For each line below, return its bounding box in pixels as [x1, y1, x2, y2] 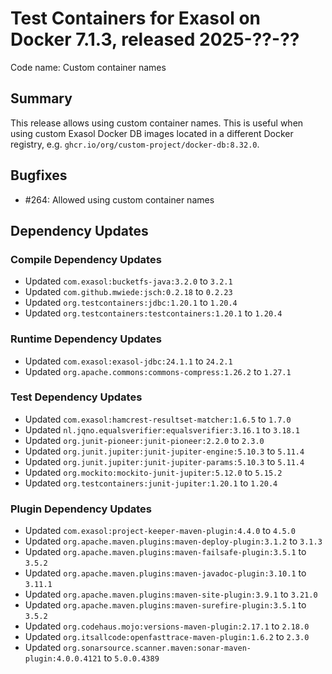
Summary [10, 90, 73, 107]
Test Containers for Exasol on [10, 7, 261, 30]
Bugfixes [10, 167, 68, 184]
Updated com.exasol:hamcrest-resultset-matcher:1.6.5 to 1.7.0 [24, 413, 292, 425]
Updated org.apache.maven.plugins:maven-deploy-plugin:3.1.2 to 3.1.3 [24, 535, 323, 547]
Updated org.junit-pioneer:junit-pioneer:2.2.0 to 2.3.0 [24, 434, 265, 446]
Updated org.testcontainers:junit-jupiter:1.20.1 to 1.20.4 [24, 477, 278, 489]
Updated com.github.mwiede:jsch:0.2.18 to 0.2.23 [24, 286, 233, 298]
